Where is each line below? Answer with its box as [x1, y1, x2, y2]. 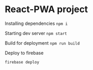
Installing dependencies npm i [5, 20, 68, 26]
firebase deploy [5, 59, 39, 64]
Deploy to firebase [5, 50, 44, 56]
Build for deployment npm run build [5, 40, 80, 46]
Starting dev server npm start [5, 30, 67, 36]
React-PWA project [5, 4, 88, 15]
